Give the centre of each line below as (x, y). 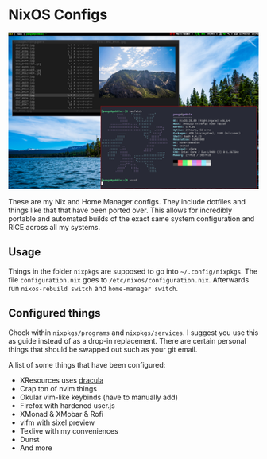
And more (36, 448)
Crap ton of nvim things (58, 388)
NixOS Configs (58, 15)
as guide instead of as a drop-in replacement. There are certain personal (127, 340)
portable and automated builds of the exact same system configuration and (132, 218)
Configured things (54, 313)
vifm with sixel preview (57, 422)
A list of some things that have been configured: (87, 364)
